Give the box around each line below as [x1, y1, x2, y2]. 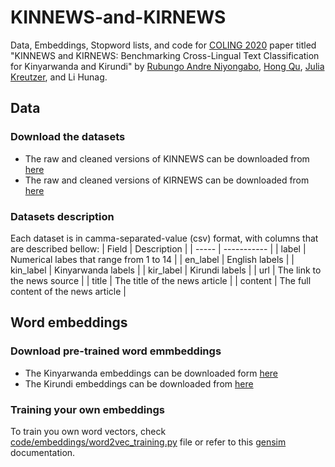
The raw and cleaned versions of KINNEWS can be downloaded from [24, 152, 310, 165]
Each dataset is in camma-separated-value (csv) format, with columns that [10, 232, 319, 244]
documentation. [10, 446, 76, 458]
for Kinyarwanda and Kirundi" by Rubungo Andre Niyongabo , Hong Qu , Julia [10, 60, 325, 72]
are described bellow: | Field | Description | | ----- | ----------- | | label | [10, 242, 307, 255]
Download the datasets [10, 130, 126, 144]
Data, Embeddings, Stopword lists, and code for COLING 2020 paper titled [10, 39, 317, 51]
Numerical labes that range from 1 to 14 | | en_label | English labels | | [10, 253, 295, 265]
